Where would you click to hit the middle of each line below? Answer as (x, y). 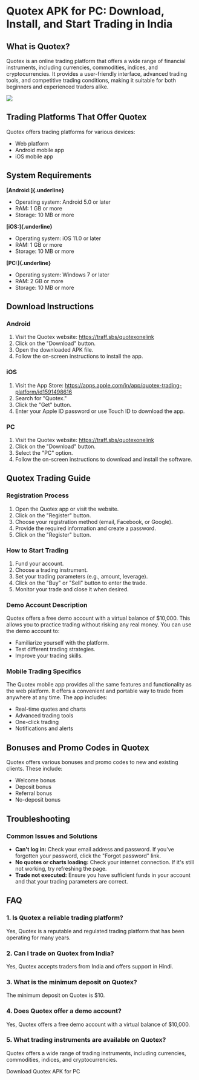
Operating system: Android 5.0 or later (63, 202)
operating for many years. (38, 937)
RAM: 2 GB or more (39, 281)
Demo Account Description (47, 605)
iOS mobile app (34, 156)
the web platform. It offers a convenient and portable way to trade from (95, 691)
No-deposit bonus (38, 800)
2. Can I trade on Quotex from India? (60, 953)
